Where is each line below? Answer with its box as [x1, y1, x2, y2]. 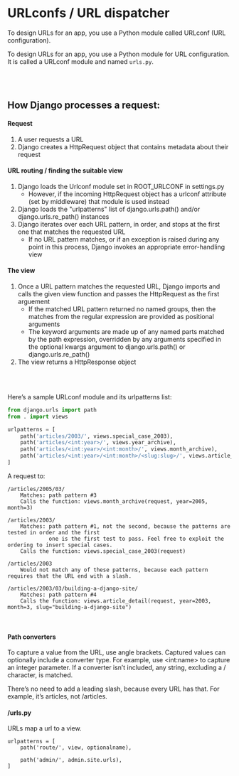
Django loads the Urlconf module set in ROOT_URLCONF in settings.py [17, 182, 225, 190]
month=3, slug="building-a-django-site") [7, 603, 132, 610]
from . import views [7, 413, 69, 420]
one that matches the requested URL [17, 227, 126, 236]
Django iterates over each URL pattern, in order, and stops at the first [17, 220, 221, 228]
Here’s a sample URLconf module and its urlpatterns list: [7, 392, 172, 401]
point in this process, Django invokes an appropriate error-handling [28, 242, 225, 251]
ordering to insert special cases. [7, 541, 113, 549]
